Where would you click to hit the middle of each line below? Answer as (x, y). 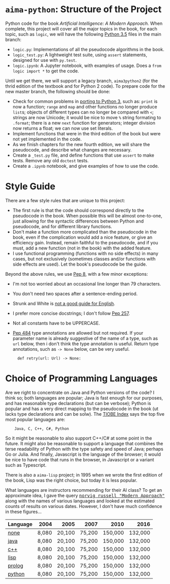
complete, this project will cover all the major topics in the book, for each (81, 28)
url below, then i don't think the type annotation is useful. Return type (86, 344)
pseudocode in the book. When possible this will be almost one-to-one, (87, 215)
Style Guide (30, 187)
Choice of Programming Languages (82, 378)
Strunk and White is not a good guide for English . (64, 303)
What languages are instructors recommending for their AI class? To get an (84, 490)
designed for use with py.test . (45, 60)
